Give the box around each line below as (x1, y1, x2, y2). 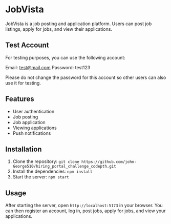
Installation (5, 145, 42, 153)
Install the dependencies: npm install (12, 168, 93, 175)
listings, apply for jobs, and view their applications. (5, 26, 113, 32)
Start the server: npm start (12, 174, 69, 180)
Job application (12, 119, 46, 125)
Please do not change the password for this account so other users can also (5, 74, 166, 80)
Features (5, 95, 34, 104)
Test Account (5, 41, 49, 50)
